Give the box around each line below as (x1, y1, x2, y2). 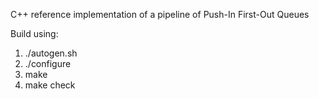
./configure (24, 58, 72, 69)
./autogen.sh (24, 47, 78, 59)
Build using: (10, 28, 59, 39)
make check (24, 79, 76, 91)
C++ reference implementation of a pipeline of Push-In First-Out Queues (10, 9, 310, 20)
